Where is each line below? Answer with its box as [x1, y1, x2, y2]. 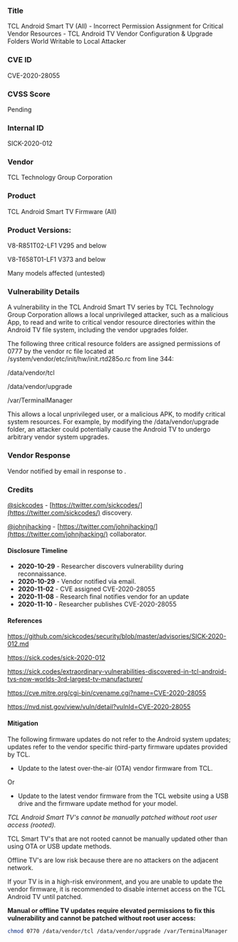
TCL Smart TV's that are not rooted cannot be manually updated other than [7, 834, 228, 843]
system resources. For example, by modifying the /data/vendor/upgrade [7, 417, 219, 426]
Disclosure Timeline [7, 546, 68, 554]
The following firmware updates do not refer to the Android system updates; [7, 734, 232, 744]
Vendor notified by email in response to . [7, 467, 127, 475]
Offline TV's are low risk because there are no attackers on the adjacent [7, 856, 219, 864]
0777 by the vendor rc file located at [7, 347, 114, 355]
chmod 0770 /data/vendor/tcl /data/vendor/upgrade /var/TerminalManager [7, 927, 228, 935]
